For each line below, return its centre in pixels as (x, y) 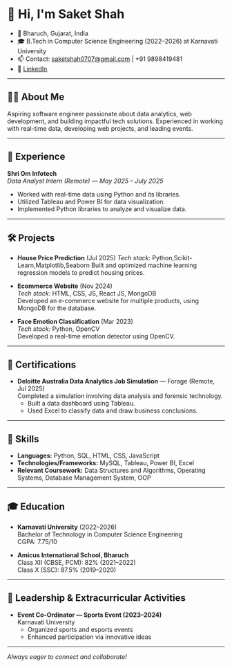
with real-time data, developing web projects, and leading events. (100, 128)
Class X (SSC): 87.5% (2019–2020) (67, 570)
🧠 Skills (23, 439)
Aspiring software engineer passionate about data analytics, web (99, 114)
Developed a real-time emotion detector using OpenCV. (96, 336)
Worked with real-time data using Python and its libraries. (99, 194)
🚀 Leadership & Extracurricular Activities (97, 598)
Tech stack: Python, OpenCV (58, 329)
